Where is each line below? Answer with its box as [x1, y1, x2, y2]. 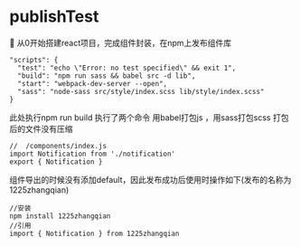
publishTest [9, 6, 99, 27]
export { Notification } [9, 157, 103, 166]
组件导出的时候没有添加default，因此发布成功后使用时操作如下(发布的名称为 [9, 174, 292, 185]
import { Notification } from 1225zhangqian [9, 229, 180, 238]
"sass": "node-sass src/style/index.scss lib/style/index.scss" [17, 87, 265, 96]
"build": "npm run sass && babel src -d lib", [17, 71, 196, 81]
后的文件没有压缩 [9, 123, 73, 134]
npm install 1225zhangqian [9, 211, 111, 221]
